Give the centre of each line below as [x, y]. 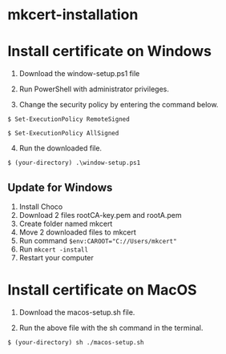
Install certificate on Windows [109, 52]
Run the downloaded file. [60, 148]
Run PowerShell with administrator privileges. [94, 89]
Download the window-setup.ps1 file [79, 74]
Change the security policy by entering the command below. [119, 105]
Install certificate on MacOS [102, 290]
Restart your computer [56, 257]
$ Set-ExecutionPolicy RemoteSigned [69, 119]
